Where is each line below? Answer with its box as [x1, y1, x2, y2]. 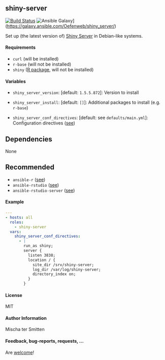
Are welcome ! [5, 349, 35, 355]
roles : [10, 220, 24, 225]
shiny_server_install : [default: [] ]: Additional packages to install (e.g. [12, 99, 161, 106]
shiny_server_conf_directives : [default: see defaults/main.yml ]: [12, 114, 148, 121]
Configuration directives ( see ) [12, 120, 75, 126]
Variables [5, 78, 26, 84]
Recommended [5, 163, 55, 172]
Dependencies [5, 135, 52, 143]
